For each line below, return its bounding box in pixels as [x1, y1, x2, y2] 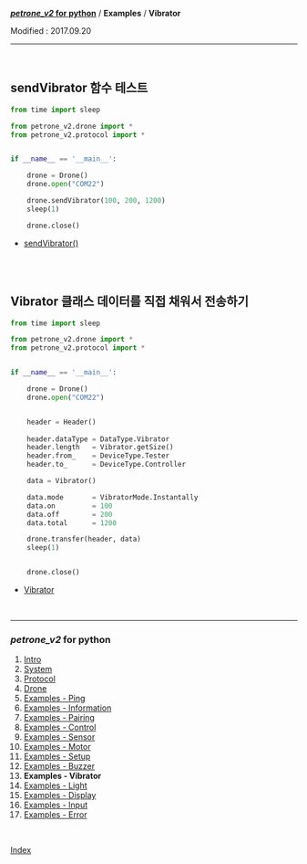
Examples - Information [23, 702, 112, 713]
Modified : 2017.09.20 [10, 26, 92, 36]
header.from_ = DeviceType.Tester [26, 451, 170, 460]
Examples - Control [23, 722, 97, 733]
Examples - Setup [23, 751, 91, 762]
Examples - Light [23, 780, 87, 791]
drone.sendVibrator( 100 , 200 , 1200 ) [26, 196, 167, 205]
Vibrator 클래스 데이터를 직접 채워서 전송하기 [10, 294, 249, 310]
